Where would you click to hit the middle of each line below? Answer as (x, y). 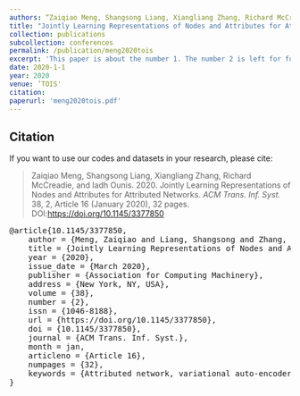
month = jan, (56, 347)
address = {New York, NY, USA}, (99, 284)
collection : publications (57, 34)
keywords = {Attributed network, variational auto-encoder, (162, 374)
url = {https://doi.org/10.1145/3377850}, (122, 320)
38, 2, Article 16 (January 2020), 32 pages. (110, 204)
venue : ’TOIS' (36, 84)
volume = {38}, (61, 293)
